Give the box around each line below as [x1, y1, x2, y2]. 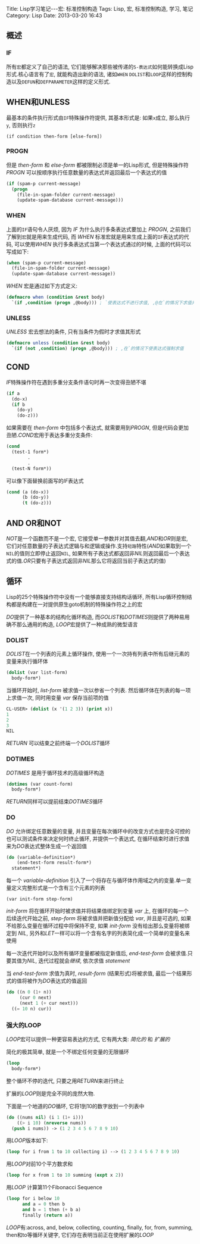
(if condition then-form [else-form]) [6, 133, 102, 139]
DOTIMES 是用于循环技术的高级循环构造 [6, 769, 105, 776]
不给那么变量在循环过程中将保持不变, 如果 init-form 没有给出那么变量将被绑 [6, 922, 190, 930]
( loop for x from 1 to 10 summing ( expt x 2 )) [6, 1172, 124, 1179]
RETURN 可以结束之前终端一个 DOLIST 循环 [6, 740, 110, 747]
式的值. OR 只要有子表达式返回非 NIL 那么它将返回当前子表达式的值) [6, 557, 167, 564]
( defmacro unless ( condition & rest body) [6, 340, 111, 346]
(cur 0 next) [19, 995, 52, 1001]
